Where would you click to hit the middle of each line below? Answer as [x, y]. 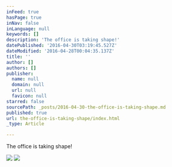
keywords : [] [23, 34]
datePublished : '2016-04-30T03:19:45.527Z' [62, 46]
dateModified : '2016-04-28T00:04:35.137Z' [60, 51]
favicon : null [29, 96]
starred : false [25, 101]
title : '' [19, 57]
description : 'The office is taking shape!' [63, 40]
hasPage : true [24, 17]
